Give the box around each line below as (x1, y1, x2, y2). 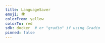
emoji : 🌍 (5, 12, 25, 17)
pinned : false (5, 30, 35, 35)
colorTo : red (5, 21, 33, 26)
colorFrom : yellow (5, 16, 44, 21)
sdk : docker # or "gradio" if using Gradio (5, 26, 100, 31)
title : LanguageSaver (5, 7, 51, 12)
